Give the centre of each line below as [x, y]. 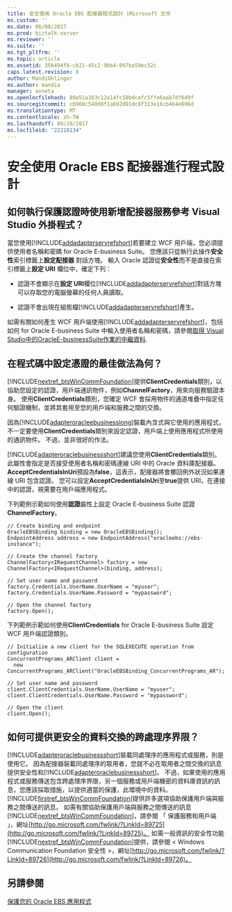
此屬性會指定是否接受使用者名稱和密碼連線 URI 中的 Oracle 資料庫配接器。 [114, 463]
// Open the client [35, 708]
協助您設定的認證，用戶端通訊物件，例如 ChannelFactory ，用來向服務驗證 [113, 390]
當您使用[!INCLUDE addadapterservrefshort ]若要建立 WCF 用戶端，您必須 [112, 243]
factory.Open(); [31, 611]
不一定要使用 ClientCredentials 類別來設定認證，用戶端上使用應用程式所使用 [115, 431]
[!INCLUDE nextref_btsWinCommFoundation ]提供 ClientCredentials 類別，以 [115, 382]
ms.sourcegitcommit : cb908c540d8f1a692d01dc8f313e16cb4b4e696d [101, 104]
